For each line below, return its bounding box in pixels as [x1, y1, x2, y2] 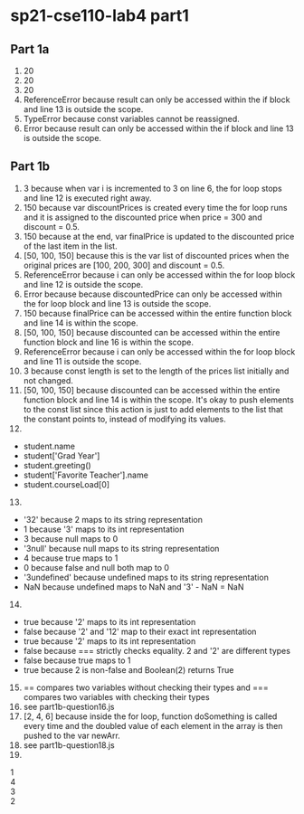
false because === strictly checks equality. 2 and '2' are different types [23, 645, 290, 656]
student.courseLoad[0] [23, 478, 110, 489]
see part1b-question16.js [23, 701, 115, 712]
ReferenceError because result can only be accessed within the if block [23, 94, 290, 105]
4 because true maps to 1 [23, 553, 119, 563]
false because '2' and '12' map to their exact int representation [23, 626, 257, 637]
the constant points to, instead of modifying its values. [23, 413, 226, 424]
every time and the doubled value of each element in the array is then [23, 720, 283, 731]
